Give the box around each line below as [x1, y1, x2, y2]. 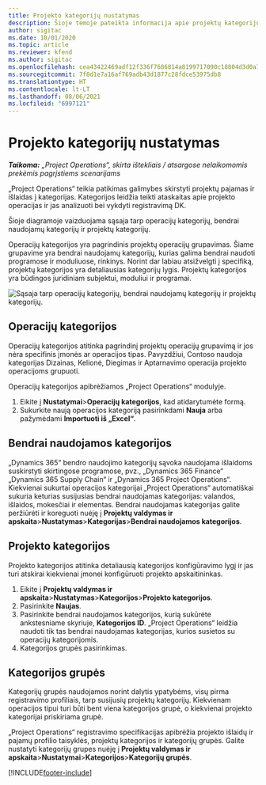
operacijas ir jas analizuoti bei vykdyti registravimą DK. [8, 201, 187, 210]
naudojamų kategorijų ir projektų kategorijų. [8, 225, 150, 234]
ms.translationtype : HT [8, 78, 87, 85]
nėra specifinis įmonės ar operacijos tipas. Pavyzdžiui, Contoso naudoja [8, 349, 243, 358]
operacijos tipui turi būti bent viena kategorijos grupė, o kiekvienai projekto [8, 703, 253, 713]
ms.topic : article [8, 41, 69, 49]
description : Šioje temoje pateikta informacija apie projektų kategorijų [8, 19, 260, 27]
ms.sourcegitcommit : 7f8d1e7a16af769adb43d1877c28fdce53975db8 [8, 70, 222, 78]
